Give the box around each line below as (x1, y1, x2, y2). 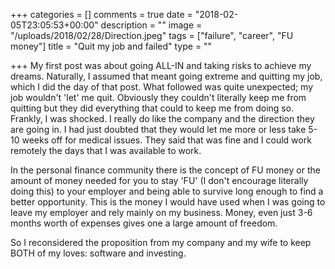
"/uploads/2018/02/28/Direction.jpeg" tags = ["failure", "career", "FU (10, 30, 294, 41)
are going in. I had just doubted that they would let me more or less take (10, 124, 307, 135)
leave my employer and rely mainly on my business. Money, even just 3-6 (10, 207, 313, 218)
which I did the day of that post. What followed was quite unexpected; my (10, 81, 314, 93)
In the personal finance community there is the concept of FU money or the (10, 164, 321, 176)
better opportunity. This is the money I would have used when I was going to (10, 196, 326, 208)
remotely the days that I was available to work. (10, 145, 202, 156)
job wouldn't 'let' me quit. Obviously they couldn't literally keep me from (10, 92, 307, 103)
